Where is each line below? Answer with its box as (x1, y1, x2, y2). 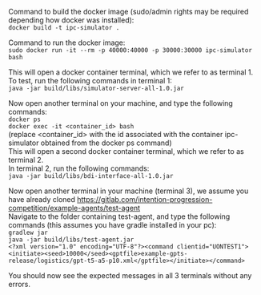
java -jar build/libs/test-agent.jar (8, 236, 135, 244)
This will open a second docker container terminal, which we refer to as (8, 147, 244, 156)
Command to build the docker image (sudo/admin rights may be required (8, 7, 249, 16)
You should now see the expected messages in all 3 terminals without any (8, 271, 252, 280)
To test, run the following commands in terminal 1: (8, 76, 172, 85)
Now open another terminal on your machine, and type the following (8, 99, 234, 107)
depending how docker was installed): (8, 15, 135, 25)
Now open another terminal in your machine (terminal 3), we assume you (8, 186, 249, 196)
